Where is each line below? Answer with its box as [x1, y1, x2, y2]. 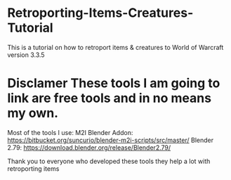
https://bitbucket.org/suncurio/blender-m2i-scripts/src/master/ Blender [7, 136, 214, 144]
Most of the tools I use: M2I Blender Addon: [7, 128, 133, 136]
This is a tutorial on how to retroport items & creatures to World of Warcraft [7, 43, 224, 51]
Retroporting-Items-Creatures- [7, 5, 194, 21]
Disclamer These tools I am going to [7, 75, 220, 91]
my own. [7, 105, 58, 121]
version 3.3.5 [7, 51, 45, 59]
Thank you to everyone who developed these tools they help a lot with [7, 157, 211, 165]
